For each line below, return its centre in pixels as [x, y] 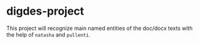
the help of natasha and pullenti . [48, 34]
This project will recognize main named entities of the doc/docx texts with [99, 28]
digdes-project [45, 11]
